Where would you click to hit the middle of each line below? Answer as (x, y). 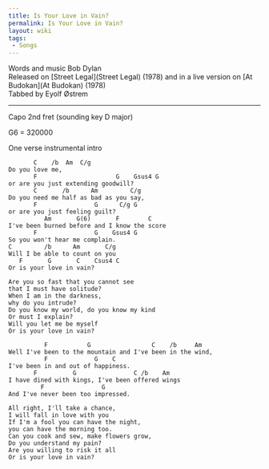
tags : (17, 38)
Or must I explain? (41, 317)
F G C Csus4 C (69, 261)
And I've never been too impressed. (69, 394)
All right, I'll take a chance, (62, 408)
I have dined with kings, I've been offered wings (94, 380)
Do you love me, (35, 170)
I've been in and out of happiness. (69, 366)
